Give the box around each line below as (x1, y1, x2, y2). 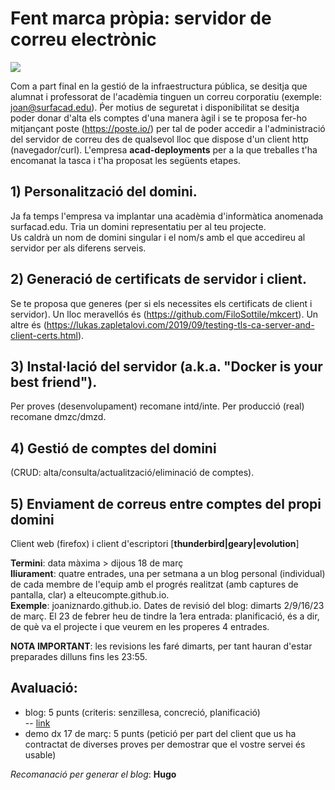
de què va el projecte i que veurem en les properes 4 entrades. (10, 621, 270, 632)
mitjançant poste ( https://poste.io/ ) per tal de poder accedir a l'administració (10, 122, 326, 134)
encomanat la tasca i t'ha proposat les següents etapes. (10, 154, 241, 166)
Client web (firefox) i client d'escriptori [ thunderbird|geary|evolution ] (10, 538, 300, 549)
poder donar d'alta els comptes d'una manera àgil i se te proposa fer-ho (10, 112, 308, 124)
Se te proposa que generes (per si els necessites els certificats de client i (10, 297, 313, 309)
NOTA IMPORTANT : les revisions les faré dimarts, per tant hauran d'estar (10, 640, 313, 652)
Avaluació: (10, 680, 78, 697)
